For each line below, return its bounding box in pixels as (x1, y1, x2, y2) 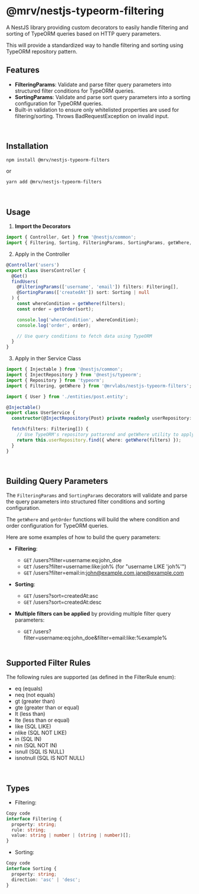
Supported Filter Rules (6, 658, 91, 668)
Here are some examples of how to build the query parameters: (6, 534, 161, 541)
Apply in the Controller (14, 251, 70, 258)
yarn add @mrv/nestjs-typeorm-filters (6, 179, 102, 185)
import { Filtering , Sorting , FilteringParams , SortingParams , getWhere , (6, 240, 192, 246)
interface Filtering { (6, 816, 62, 822)
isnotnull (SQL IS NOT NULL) (14, 754, 85, 762)
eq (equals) (14, 685, 43, 692)
